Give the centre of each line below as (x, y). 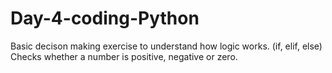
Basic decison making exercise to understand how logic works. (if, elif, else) (166, 46)
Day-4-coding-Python (105, 18)
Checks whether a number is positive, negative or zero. (124, 56)
